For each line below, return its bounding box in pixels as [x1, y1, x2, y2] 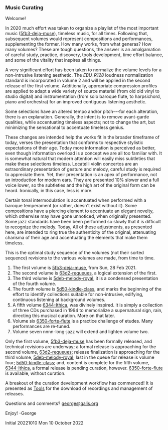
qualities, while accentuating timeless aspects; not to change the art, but [5, 119, 155, 125]
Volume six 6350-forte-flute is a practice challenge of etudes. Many [12, 318, 153, 324]
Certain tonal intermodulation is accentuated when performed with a [5, 197, 146, 203]
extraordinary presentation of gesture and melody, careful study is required [5, 166, 161, 172]
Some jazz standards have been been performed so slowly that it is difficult [5, 219, 161, 225]
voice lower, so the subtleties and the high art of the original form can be [5, 182, 155, 188]
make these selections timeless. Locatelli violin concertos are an [5, 161, 138, 167]
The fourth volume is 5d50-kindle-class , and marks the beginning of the [12, 286, 162, 292]
